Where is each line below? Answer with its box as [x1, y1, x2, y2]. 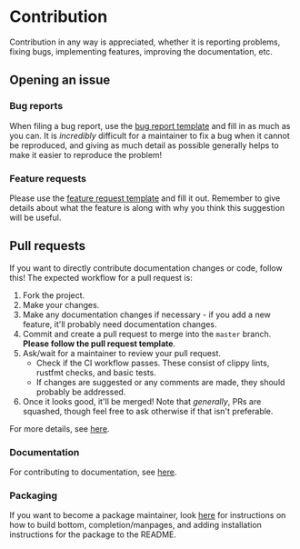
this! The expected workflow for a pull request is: [9, 272, 193, 283]
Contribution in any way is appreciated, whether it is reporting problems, [9, 36, 281, 47]
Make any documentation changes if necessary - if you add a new [22, 309, 271, 320]
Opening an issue [9, 73, 111, 88]
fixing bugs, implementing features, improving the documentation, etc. [9, 45, 273, 56]
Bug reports [9, 100, 64, 113]
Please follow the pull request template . [22, 338, 175, 349]
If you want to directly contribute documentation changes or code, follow [9, 262, 284, 274]
